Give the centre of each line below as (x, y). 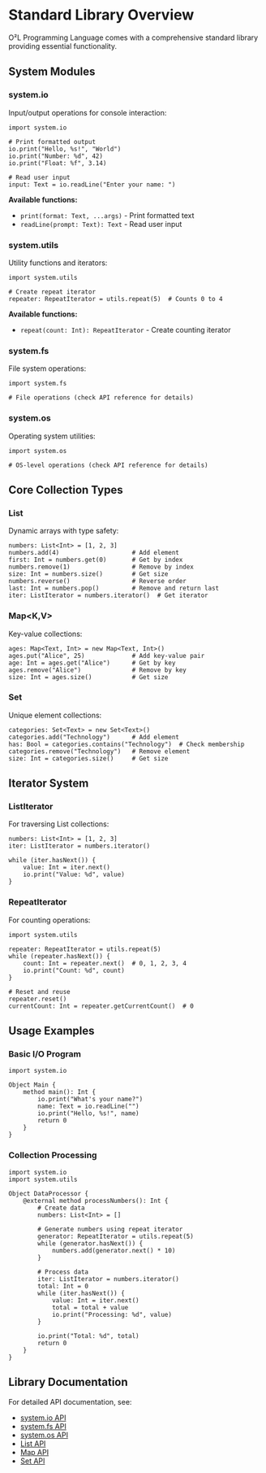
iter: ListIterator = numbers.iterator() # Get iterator (108, 595)
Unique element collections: (55, 715)
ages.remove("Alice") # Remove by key (97, 670)
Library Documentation (68, 1382)
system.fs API (43, 1426)
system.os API (44, 1435)
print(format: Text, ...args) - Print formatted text (107, 215)
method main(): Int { (59, 1092)
